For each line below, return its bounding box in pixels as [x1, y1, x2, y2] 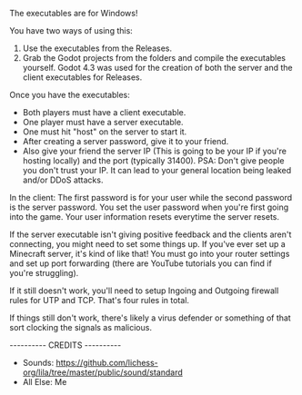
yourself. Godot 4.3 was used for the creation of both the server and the [22, 63, 293, 73]
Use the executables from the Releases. [22, 43, 173, 54]
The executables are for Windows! [9, 8, 138, 18]
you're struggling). [9, 268, 79, 278]
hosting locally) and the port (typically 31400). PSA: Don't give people [22, 155, 285, 166]
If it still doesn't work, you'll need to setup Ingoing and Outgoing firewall [9, 285, 279, 296]
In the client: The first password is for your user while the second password [9, 193, 293, 202]
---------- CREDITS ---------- [9, 340, 122, 351]
